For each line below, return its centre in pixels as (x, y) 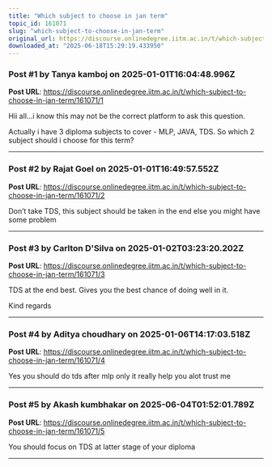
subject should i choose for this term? (71, 140)
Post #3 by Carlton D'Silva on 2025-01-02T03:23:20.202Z (126, 248)
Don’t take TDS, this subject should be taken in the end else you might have (134, 210)
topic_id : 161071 (38, 23)
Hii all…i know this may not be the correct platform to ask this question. (127, 116)
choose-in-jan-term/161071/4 (57, 360)
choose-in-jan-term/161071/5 (57, 431)
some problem (32, 219)
